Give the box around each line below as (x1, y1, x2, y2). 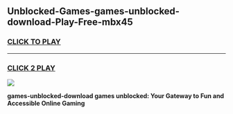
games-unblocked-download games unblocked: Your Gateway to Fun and (7, 91, 224, 99)
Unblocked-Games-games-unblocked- (7, 6, 180, 17)
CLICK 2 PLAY (7, 63, 55, 73)
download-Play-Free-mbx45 (7, 17, 133, 28)
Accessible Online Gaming (7, 99, 85, 107)
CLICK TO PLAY (7, 37, 61, 47)
